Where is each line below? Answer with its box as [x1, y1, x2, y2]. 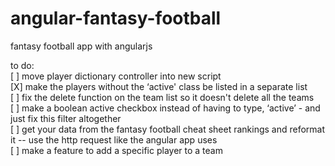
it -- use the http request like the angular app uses [10, 133, 218, 146]
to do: [10, 59, 35, 71]
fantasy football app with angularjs [10, 40, 153, 52]
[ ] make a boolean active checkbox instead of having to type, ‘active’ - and [10, 102, 321, 114]
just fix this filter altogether [10, 112, 122, 124]
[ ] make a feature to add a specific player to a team [10, 144, 223, 156]
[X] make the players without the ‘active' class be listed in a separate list [10, 80, 308, 92]
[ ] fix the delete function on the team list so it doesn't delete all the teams [10, 91, 315, 103]
